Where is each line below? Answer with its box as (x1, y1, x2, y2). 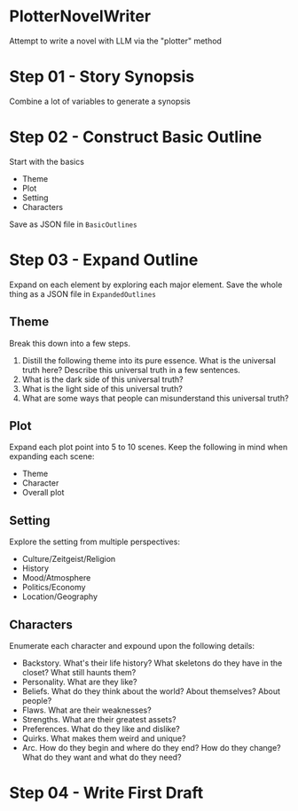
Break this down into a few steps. (9, 338, 131, 348)
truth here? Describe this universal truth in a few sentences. (21, 364, 241, 375)
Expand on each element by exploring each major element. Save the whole (9, 279, 283, 290)
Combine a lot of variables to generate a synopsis (9, 96, 191, 106)
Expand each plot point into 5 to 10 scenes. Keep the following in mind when (9, 441, 288, 453)
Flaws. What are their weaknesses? (21, 705, 153, 715)
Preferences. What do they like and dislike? (21, 724, 180, 734)
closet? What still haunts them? (21, 667, 137, 677)
